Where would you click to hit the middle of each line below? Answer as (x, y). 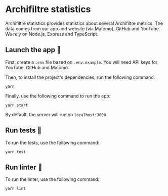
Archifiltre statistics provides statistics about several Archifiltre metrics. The (84, 23)
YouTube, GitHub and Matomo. (37, 67)
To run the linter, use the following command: (52, 179)
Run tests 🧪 (24, 131)
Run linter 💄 (24, 167)
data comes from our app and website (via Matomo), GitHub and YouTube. (83, 28)
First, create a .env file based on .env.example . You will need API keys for (81, 62)
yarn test (16, 152)
